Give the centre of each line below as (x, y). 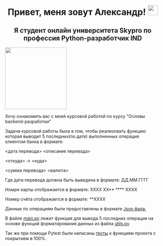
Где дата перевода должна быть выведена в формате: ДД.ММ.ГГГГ (77, 180)
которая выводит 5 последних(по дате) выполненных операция (72, 136)
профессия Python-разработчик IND (83, 38)
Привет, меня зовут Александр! (77, 12)
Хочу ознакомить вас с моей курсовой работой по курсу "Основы (75, 116)
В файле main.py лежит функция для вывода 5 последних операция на (79, 218)
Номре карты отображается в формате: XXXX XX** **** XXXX (71, 190)
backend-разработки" (28, 122)
